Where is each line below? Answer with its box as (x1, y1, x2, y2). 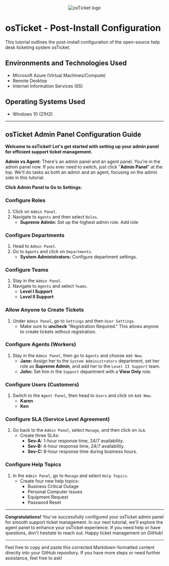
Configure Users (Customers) (5, 381, 79, 388)
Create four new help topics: (20, 478, 79, 484)
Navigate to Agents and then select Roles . (12, 214, 99, 220)
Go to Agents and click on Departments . (12, 248, 93, 254)
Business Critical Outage (27, 483, 79, 489)
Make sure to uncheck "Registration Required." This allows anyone (20, 323, 159, 329)
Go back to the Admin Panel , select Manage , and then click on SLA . (12, 427, 147, 433)
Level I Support (20, 288, 53, 294)
